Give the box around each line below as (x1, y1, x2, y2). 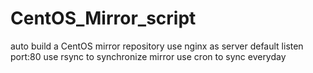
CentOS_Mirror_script (10, 7, 197, 30)
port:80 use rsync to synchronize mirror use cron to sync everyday (10, 50, 287, 62)
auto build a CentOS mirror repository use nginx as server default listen (10, 40, 304, 52)
